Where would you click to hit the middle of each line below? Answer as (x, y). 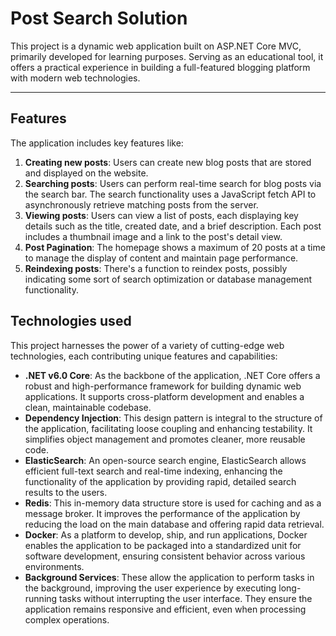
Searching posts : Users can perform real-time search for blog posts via (173, 183)
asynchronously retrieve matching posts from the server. (141, 204)
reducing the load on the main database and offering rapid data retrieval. (174, 524)
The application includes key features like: (97, 143)
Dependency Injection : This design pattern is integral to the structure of (173, 418)
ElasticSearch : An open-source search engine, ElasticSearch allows (165, 460)
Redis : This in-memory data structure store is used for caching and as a (173, 503)
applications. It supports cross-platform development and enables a (164, 396)
